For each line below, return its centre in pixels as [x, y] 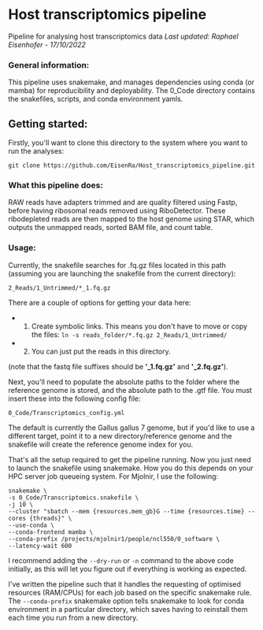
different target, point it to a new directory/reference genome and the [120, 435]
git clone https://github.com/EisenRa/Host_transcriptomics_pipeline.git [132, 166]
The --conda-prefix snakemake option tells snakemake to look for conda [126, 601]
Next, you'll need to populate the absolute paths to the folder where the [124, 382]
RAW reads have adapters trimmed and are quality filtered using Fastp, [123, 202]
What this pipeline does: [56, 185]
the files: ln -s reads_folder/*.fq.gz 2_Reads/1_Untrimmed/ [129, 334]
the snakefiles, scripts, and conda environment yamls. [96, 99]
